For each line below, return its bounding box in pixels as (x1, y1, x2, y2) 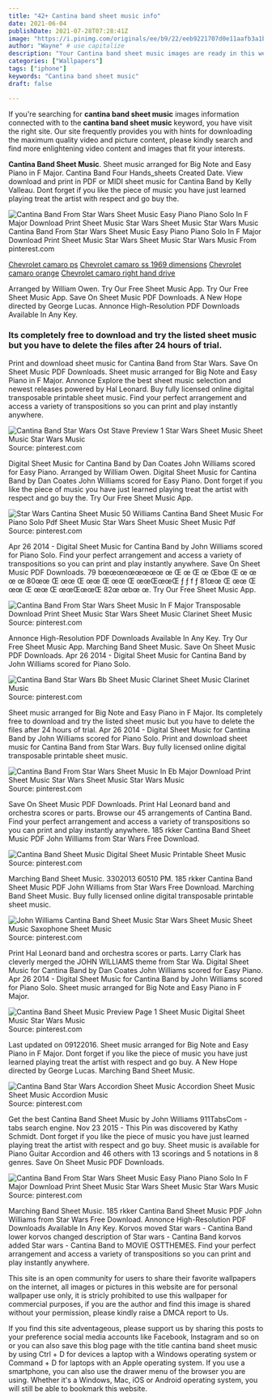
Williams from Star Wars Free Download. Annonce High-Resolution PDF (8, 1214, 247, 1224)
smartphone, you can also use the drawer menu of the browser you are (8, 1366, 246, 1376)
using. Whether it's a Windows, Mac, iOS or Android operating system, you (8, 1375, 258, 1385)
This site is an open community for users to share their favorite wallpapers (8, 1273, 257, 1283)
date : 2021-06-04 (8, 19, 67, 28)
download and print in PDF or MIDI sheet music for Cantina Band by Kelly (8, 176, 253, 186)
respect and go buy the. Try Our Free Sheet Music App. (8, 493, 193, 502)
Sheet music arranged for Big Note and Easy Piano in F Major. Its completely (8, 707, 263, 717)
